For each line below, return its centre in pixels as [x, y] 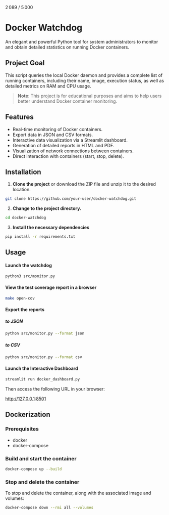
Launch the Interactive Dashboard [42, 368]
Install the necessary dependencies [51, 228]
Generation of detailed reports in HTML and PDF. [63, 145]
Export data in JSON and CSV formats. [53, 135]
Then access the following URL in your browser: [55, 389]
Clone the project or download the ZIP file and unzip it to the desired [84, 184]
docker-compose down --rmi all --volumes [49, 508]
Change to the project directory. [47, 208]
